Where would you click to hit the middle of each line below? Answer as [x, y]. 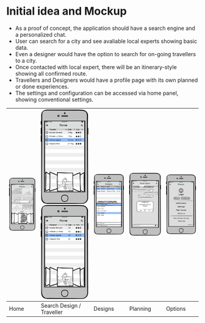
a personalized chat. [41, 34]
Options [176, 309]
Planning [140, 309]
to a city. [26, 60]
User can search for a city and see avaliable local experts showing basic [106, 41]
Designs [104, 309]
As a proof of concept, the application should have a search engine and [105, 28]
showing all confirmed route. [51, 73]
